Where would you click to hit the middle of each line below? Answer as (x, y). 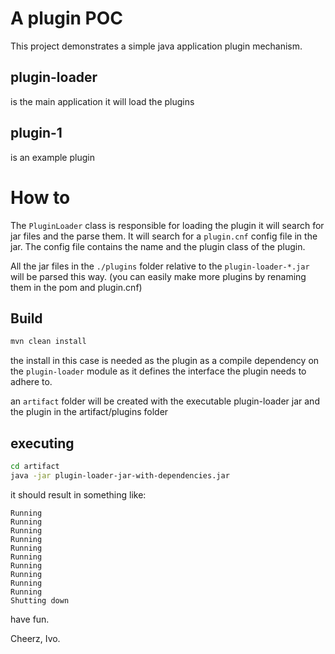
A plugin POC (66, 18)
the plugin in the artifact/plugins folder (89, 412)
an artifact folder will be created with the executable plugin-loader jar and (165, 401)
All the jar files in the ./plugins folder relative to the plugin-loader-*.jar (160, 266)
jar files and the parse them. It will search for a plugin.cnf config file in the (164, 236)
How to (40, 197)
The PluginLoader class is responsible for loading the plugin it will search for (167, 225)
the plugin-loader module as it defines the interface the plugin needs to (158, 371)
